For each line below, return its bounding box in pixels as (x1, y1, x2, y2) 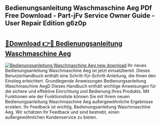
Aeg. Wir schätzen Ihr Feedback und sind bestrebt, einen (5, 109, 120, 115)
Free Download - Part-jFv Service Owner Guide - (5, 12, 155, 20)
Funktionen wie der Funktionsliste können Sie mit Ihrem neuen (5, 94, 130, 99)
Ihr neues (127, 62, 147, 68)
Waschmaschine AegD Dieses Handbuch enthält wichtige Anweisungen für (5, 83, 156, 89)
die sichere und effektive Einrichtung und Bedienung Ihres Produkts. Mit (5, 88, 150, 94)
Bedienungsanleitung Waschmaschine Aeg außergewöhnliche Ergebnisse (5, 99, 153, 104)
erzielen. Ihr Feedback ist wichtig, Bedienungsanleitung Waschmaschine (5, 104, 151, 109)
